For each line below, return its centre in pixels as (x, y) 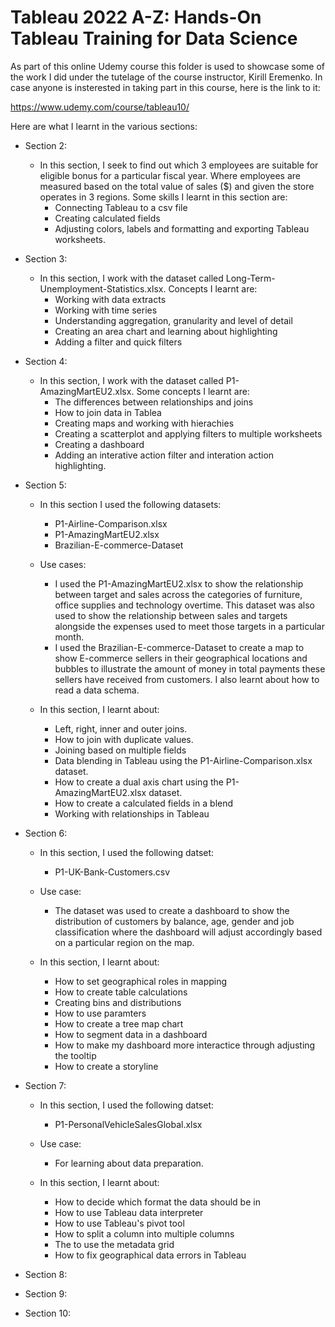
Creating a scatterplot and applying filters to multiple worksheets (188, 433)
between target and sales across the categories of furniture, (178, 594)
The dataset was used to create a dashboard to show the (172, 910)
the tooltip (75, 1055)
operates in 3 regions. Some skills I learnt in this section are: (163, 197)
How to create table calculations (121, 992)
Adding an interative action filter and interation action (164, 455)
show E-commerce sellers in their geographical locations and (181, 658)
